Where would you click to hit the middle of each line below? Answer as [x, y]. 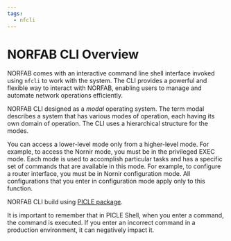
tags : [15, 14]
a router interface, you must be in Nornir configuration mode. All [99, 174]
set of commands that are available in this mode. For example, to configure [114, 166]
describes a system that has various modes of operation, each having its [111, 116]
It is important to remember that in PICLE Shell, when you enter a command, [115, 215]
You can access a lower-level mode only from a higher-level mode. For [108, 144]
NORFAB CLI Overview [73, 54]
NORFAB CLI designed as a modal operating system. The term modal [106, 109]
